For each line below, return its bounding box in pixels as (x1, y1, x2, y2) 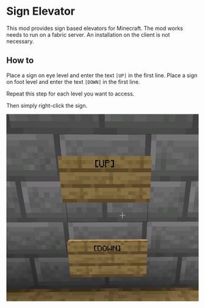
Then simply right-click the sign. (6, 102, 88, 109)
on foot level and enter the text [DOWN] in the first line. (6, 78, 140, 85)
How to (6, 55, 34, 66)
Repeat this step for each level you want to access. (6, 90, 135, 97)
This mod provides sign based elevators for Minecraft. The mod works (6, 24, 183, 32)
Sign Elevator (6, 4, 75, 18)
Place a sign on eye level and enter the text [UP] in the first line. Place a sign (6, 72, 198, 79)
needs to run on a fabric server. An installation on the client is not (6, 31, 170, 38)
